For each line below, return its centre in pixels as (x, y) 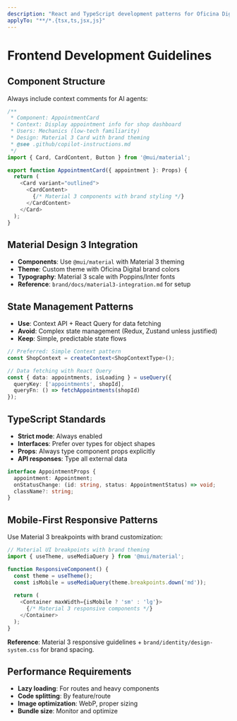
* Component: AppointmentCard (55, 118)
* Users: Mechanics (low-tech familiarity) (75, 131)
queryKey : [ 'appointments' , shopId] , (69, 384)
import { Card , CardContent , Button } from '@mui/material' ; (99, 157)
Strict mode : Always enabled (60, 436)
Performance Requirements (69, 672)
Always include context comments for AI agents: (78, 98)
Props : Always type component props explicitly (86, 451)
